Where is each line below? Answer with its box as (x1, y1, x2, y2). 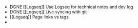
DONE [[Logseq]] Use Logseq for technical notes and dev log (9, 4, 133, 9)
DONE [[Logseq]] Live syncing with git (9, 9, 87, 15)
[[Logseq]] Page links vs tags (9, 14, 69, 19)
